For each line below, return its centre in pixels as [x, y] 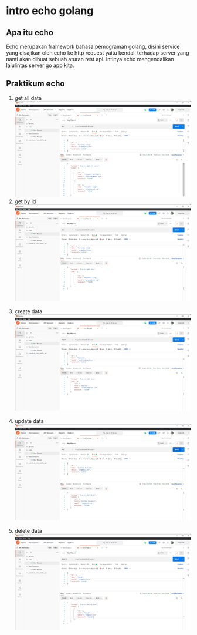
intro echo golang [50, 11]
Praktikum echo [35, 84]
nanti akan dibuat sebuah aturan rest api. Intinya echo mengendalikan [90, 59]
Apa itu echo [30, 33]
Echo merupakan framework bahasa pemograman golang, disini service [93, 46]
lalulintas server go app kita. [40, 65]
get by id [25, 201]
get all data [28, 98]
